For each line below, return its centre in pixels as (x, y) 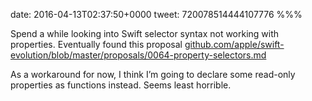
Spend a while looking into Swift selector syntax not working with (145, 33)
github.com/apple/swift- (234, 44)
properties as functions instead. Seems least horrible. (121, 85)
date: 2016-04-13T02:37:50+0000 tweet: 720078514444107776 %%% (156, 14)
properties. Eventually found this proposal (96, 44)
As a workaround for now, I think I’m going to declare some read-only (153, 74)
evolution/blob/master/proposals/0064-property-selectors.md (138, 55)
